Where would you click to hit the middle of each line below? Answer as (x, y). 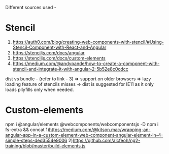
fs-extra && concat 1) (27, 130)
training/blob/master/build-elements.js (45, 146)
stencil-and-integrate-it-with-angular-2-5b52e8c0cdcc (70, 69)
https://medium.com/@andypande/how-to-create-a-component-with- (86, 64)
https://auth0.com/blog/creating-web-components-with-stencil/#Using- (88, 42)
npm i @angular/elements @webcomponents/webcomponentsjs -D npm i (82, 124)
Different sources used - (31, 7)
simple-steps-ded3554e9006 (36, 140)
